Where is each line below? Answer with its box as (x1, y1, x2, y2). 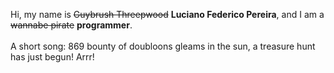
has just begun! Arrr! (10, 51, 95, 63)
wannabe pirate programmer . (10, 19, 133, 31)
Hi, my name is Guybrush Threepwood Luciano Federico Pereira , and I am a (10, 9, 325, 20)
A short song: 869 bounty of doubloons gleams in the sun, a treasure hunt (10, 40, 316, 52)
